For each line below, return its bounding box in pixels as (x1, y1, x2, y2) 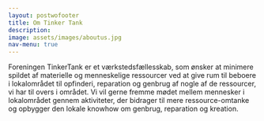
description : (8, 26, 51, 34)
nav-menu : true (8, 41, 58, 49)
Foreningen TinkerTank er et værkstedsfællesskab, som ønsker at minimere (8, 62, 255, 71)
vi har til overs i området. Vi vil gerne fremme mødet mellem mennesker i (8, 87, 245, 97)
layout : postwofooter (8, 11, 80, 20)
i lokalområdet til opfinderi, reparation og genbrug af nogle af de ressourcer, (8, 79, 257, 89)
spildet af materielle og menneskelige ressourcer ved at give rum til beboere (8, 71, 257, 80)
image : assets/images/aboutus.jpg (8, 33, 123, 42)
